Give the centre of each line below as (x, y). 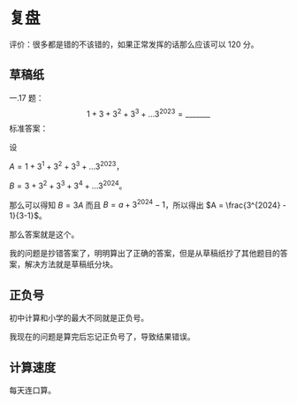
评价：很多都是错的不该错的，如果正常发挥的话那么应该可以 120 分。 (134, 44)
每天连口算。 (32, 390)
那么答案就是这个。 (44, 234)
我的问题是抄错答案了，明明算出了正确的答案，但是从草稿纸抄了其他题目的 (145, 254)
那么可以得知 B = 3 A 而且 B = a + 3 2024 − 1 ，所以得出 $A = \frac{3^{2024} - (148, 204)
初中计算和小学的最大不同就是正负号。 (79, 318)
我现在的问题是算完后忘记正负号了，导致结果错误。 (102, 337)
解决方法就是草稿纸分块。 (71, 264)
